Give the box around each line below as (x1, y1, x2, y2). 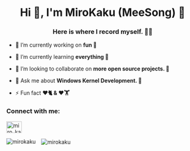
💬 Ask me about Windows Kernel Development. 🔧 (15, 77, 142, 85)
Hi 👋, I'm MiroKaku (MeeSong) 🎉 (20, 6, 186, 20)
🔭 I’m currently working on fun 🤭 (15, 41, 97, 48)
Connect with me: (6, 107, 60, 115)
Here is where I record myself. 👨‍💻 (53, 28, 153, 36)
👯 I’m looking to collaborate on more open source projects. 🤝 (15, 65, 170, 72)
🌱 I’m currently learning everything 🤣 (15, 53, 109, 61)
